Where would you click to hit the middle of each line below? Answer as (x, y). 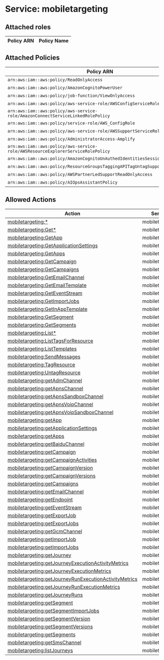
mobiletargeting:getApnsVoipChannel (51, 404)
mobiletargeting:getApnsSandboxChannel (55, 396)
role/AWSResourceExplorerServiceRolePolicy (59, 151)
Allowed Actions (31, 200)
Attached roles (28, 27)
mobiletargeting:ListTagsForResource (51, 341)
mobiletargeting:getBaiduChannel (46, 444)
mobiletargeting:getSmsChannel (44, 642)
